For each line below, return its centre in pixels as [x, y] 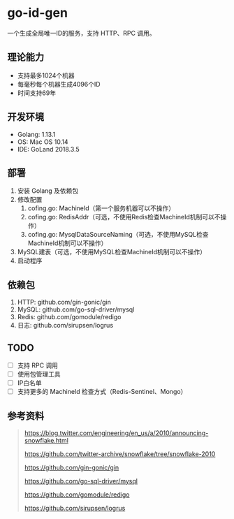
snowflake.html [46, 441]
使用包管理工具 [39, 374]
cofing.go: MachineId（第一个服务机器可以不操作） [101, 208]
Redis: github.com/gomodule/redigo [69, 317]
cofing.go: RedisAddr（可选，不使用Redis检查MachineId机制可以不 [124, 217]
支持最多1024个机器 [46, 75]
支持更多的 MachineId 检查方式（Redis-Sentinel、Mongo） [102, 392]
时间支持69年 [37, 93]
